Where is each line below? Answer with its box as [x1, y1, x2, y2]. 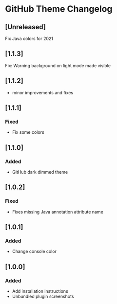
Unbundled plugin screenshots [12, 293, 74, 300]
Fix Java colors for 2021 [5, 36, 54, 41]
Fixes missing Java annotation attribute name [12, 209, 103, 215]
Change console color [12, 249, 57, 254]
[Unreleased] [5, 23, 46, 31]
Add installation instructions [12, 288, 68, 294]
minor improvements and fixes [12, 89, 74, 95]
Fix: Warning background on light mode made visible [5, 62, 111, 69]
